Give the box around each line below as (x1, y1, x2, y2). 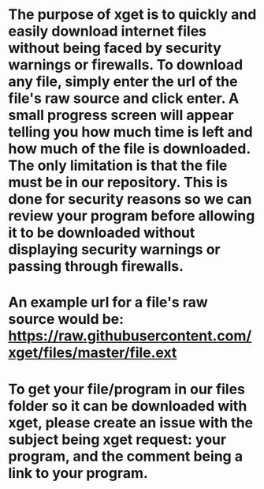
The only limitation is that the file (8, 156, 228, 175)
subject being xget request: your (8, 431, 227, 448)
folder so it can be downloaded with (8, 397, 247, 415)
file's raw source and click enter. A (8, 89, 240, 107)
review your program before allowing (8, 207, 255, 225)
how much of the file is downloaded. (8, 140, 251, 158)
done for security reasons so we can (8, 190, 252, 209)
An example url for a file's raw (8, 294, 209, 311)
